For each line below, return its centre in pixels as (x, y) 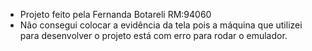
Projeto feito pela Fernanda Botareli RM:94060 (115, 14)
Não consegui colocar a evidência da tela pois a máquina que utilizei (161, 25)
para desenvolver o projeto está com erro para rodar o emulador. (153, 35)
